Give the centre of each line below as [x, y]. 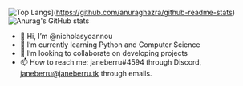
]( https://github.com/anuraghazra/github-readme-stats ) [143, 12]
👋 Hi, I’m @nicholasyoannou [66, 36]
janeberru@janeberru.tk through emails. [86, 73]
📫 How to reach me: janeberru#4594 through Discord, [111, 62]
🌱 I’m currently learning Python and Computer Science [110, 45]
